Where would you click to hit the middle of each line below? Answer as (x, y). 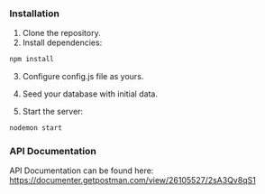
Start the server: (53, 112)
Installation (35, 14)
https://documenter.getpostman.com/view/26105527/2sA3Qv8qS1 (133, 180)
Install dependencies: (62, 42)
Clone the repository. (61, 33)
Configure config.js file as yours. (83, 77)
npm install (32, 60)
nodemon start (36, 128)
